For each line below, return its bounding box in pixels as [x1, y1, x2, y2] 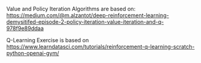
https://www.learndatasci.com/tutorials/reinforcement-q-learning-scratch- [6, 43, 195, 50]
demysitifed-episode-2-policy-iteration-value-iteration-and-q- [6, 18, 164, 25]
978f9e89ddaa [6, 24, 44, 32]
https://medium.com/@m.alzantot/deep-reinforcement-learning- [6, 12, 170, 19]
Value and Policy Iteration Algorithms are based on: [6, 6, 136, 12]
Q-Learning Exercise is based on [6, 37, 89, 43]
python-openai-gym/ [6, 50, 59, 57]
